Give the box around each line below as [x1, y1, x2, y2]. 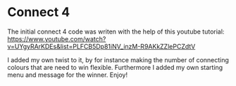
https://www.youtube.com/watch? [7, 34, 106, 43]
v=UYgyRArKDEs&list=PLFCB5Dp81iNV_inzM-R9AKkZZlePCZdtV [7, 42, 196, 50]
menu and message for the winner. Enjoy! [7, 71, 128, 79]
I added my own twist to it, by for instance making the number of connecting [7, 55, 229, 64]
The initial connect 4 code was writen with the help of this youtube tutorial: [7, 27, 225, 36]
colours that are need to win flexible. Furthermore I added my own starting [7, 63, 223, 71]
